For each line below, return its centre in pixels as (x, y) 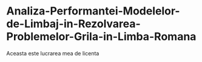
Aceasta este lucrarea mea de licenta (53, 53)
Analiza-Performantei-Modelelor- (93, 11)
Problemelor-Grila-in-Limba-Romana (101, 37)
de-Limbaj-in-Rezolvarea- (73, 24)
